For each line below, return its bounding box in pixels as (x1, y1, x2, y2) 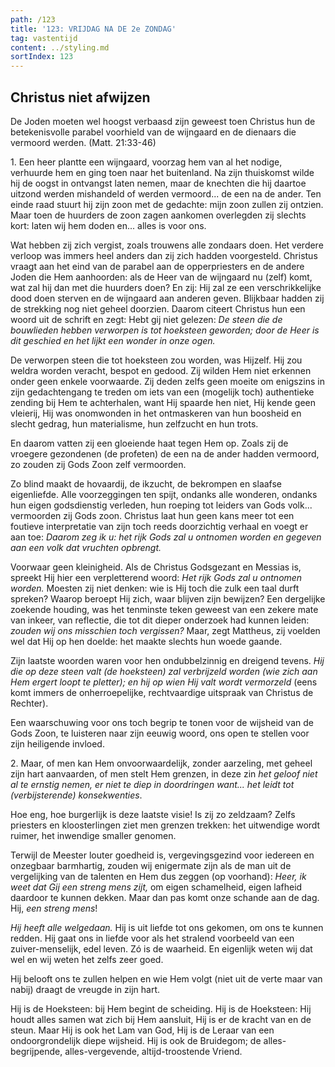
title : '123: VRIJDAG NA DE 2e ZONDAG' (10, 24, 177, 34)
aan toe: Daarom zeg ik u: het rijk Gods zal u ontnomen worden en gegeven (10, 531, 322, 543)
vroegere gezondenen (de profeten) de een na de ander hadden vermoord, (10, 447, 320, 460)
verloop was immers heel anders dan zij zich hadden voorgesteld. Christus (10, 249, 318, 261)
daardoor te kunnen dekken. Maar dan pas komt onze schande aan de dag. (10, 891, 320, 903)
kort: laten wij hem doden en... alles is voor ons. (10, 219, 207, 231)
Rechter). (10, 697, 49, 709)
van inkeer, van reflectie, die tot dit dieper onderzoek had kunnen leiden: (10, 614, 310, 626)
